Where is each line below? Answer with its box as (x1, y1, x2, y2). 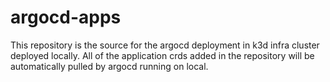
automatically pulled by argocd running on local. (10, 60, 209, 72)
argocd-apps (10, 6, 122, 29)
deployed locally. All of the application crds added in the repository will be (10, 49, 315, 61)
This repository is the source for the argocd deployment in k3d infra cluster (10, 39, 320, 51)
